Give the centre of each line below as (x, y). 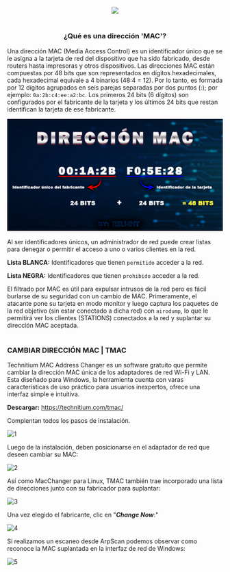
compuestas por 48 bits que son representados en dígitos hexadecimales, (112, 73)
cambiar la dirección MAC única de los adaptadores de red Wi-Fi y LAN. (108, 372)
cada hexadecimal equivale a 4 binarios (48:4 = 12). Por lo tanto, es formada (115, 80)
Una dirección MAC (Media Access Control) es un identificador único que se (115, 51)
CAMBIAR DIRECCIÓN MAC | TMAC (67, 350)
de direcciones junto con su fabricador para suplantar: (84, 488)
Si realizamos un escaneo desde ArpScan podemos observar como (102, 541)
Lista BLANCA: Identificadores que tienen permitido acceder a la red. (105, 263)
